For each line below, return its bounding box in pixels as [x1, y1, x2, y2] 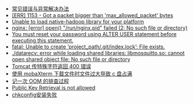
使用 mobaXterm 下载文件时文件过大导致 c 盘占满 [11, 70, 132, 77]
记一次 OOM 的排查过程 [11, 77, 69, 84]
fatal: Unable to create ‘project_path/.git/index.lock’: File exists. [11, 43, 166, 50]
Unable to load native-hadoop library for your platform [11, 18, 144, 25]
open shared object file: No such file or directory [11, 56, 131, 63]
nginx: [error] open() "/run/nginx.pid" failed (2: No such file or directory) [11, 24, 188, 31]
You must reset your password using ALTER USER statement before [11, 31, 177, 37]
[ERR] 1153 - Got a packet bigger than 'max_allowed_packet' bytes [11, 12, 173, 19]
